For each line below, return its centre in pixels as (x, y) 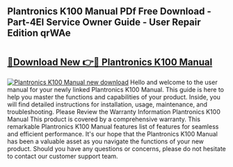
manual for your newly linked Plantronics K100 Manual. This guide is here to (116, 89)
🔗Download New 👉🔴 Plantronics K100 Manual (110, 62)
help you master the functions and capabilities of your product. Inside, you (114, 97)
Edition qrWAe (39, 33)
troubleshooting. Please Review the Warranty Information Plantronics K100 (114, 112)
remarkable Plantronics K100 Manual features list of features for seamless (113, 127)
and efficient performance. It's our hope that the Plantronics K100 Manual (112, 134)
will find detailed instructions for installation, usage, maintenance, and (107, 104)
